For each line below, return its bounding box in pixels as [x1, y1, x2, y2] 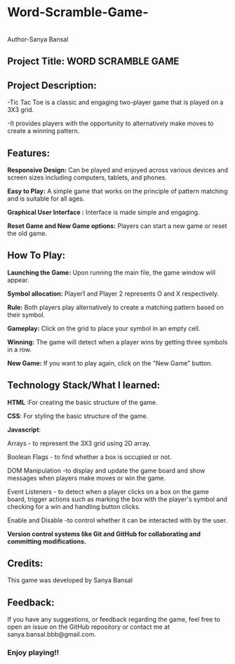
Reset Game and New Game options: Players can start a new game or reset [7, 221, 227, 230]
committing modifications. [7, 537, 86, 546]
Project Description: [7, 79, 97, 92]
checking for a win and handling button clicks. [7, 502, 141, 510]
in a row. [7, 345, 32, 353]
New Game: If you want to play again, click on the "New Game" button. [7, 358, 213, 367]
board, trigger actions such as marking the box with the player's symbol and [7, 494, 228, 503]
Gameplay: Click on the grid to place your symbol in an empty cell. [7, 324, 201, 332]
